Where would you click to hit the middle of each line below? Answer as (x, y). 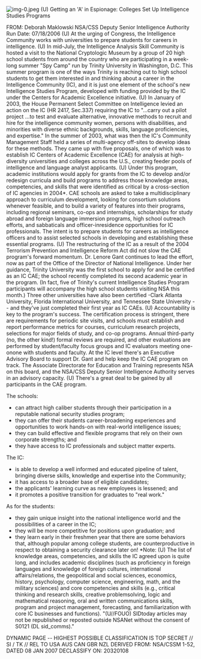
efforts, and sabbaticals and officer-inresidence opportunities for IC (90, 225)
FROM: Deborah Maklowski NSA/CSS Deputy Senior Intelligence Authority (98, 27)
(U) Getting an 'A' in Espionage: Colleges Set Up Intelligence (115, 9)
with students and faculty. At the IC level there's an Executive (99, 352)
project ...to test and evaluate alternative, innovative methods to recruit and (99, 116)
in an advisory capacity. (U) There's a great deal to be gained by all (89, 378)
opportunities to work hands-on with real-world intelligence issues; (98, 427)
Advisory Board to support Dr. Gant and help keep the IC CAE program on (97, 359)
